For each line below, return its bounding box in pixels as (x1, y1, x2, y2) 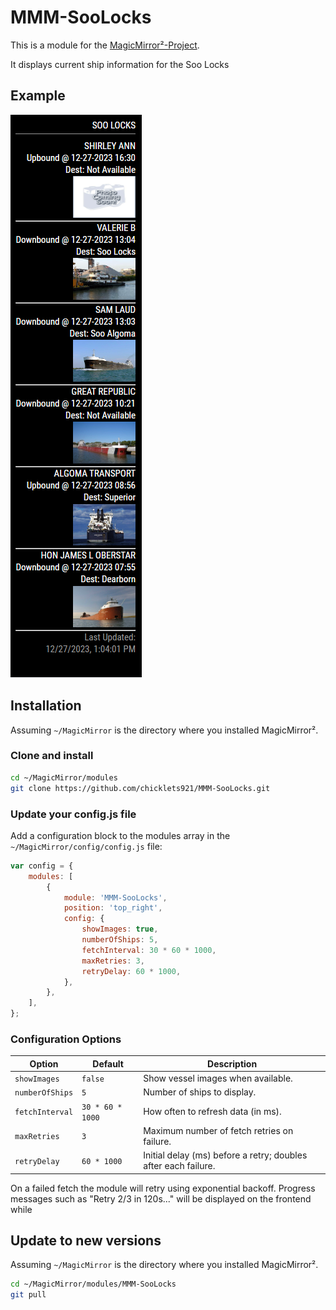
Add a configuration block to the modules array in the (10, 829, 231, 841)
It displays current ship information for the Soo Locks (10, 58, 230, 70)
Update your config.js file (10, 807, 137, 821)
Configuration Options (10, 1032, 122, 1046)
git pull (10, 1290, 47, 1300)
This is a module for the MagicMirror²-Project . (10, 39, 200, 51)
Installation (10, 697, 82, 715)
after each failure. (143, 1160, 216, 1172)
